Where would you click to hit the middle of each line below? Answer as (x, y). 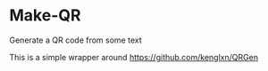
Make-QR (45, 16)
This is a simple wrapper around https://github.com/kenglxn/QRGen (134, 57)
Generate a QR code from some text (75, 40)
